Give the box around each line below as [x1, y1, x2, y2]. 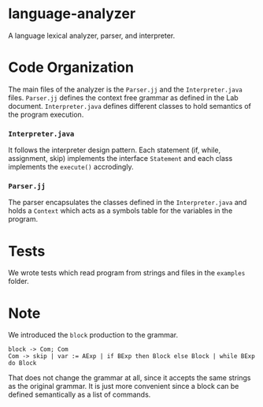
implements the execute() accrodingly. [8, 162, 134, 172]
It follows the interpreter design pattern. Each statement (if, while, [8, 145, 221, 155]
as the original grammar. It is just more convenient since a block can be [8, 382, 239, 391]
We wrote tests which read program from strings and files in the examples [8, 268, 246, 278]
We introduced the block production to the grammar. [8, 330, 179, 340]
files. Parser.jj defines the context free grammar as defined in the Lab [8, 92, 239, 103]
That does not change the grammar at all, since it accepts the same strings [8, 373, 251, 383]
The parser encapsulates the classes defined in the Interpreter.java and [8, 198, 247, 207]
